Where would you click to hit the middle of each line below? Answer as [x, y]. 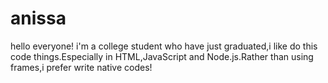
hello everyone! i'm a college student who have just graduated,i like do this [164, 46]
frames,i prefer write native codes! [81, 67]
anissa [38, 18]
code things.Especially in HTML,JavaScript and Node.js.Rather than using [162, 56]
